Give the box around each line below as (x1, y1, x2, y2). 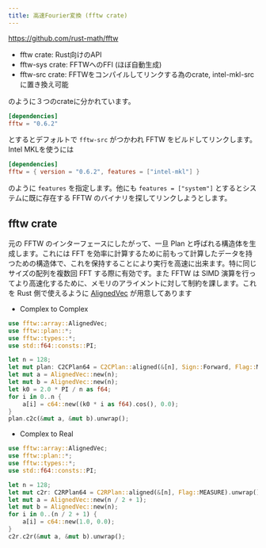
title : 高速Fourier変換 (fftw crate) (8, 11, 128, 20)
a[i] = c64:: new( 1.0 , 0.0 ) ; (22, 518, 115, 526)
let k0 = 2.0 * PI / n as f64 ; (8, 385, 112, 393)
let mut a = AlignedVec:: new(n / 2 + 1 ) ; (8, 496, 147, 504)
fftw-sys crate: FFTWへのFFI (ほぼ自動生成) (19, 59, 162, 69)
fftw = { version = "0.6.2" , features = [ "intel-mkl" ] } (8, 168, 200, 176)
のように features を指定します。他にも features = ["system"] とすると (8, 183, 243, 193)
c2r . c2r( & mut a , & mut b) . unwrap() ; (8, 532, 126, 540)
